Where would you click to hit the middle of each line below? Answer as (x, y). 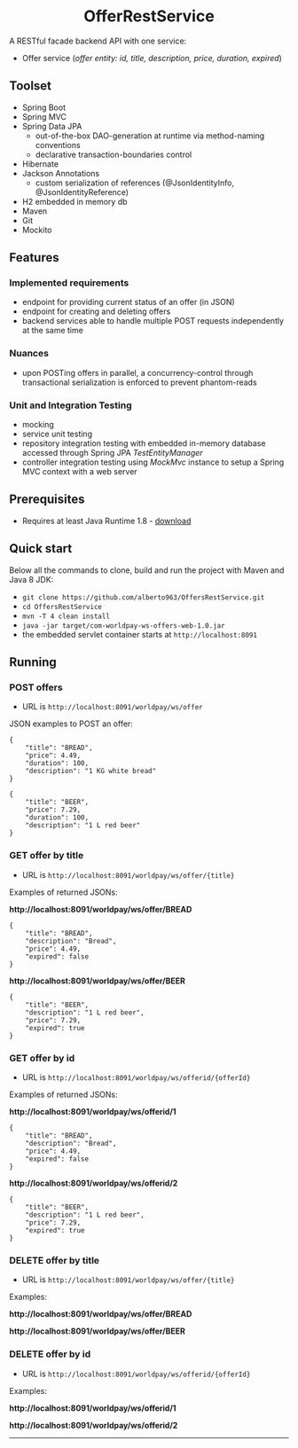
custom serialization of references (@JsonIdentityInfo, (135, 183)
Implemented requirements (69, 283)
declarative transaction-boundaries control (114, 154)
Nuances (29, 354)
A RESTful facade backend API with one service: (98, 41)
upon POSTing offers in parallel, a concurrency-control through (137, 372)
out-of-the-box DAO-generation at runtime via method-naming (150, 136)
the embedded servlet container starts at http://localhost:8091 (139, 634)
